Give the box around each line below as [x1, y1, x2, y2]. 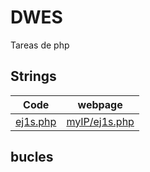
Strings [10, 68, 57, 85]
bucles [10, 149, 54, 166]
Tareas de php [10, 39, 70, 51]
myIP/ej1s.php [66, 114, 135, 128]
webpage [77, 97, 123, 111]
